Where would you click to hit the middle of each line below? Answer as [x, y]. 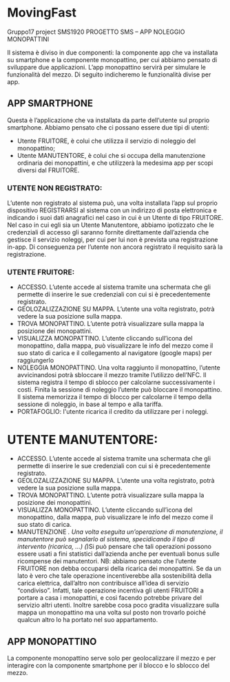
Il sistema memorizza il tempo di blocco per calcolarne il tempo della [114, 397]
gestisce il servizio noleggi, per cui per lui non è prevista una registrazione [113, 240]
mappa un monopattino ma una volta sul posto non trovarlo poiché [112, 612]
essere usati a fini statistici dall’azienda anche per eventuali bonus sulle [118, 554]
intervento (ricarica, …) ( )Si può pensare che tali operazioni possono [114, 547]
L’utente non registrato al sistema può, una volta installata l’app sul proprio [113, 203]
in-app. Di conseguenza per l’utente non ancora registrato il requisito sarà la [115, 247]
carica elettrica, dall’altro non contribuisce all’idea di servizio [103, 583]
